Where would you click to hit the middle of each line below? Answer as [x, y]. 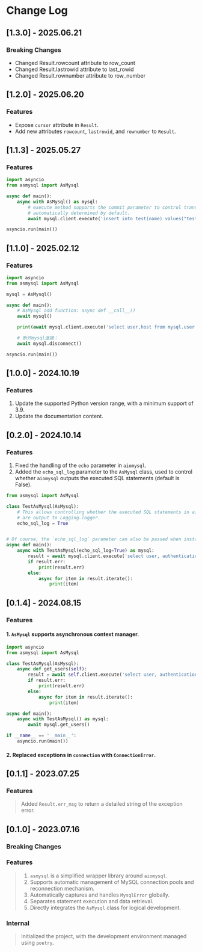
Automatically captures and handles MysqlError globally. [100, 895]
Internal [18, 923]
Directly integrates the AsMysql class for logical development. [106, 907]
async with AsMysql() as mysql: [57, 202]
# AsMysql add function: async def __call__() [76, 311]
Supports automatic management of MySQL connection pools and [112, 882]
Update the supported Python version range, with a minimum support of [104, 403]
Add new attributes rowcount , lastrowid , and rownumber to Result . [95, 131]
